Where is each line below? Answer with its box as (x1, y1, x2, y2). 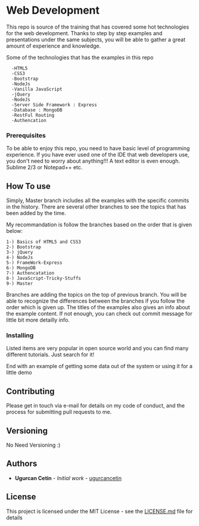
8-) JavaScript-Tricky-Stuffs (6, 275, 82, 282)
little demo (6, 369, 32, 376)
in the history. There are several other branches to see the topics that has (6, 203, 186, 210)
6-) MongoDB (6, 265, 36, 271)
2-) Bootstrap (6, 244, 42, 250)
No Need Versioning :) (6, 441, 61, 449)
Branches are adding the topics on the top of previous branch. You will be (6, 291, 187, 298)
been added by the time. (6, 210, 67, 217)
